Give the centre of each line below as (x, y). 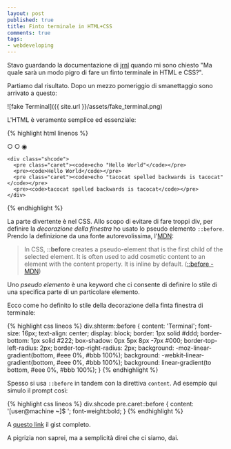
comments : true (29, 33)
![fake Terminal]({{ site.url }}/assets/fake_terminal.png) (85, 106)
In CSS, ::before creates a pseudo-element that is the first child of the (123, 249)
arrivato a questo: (32, 93)
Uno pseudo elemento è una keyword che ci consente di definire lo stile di (112, 284)
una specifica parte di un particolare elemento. (73, 292)
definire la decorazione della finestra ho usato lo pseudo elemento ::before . (115, 229)
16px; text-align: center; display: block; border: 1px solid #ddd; (110, 333)
